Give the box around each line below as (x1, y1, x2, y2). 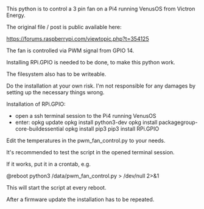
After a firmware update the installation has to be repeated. (6, 196, 155, 203)
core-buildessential (15, 125, 64, 132)
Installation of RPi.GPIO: (6, 100, 66, 108)
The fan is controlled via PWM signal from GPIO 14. (6, 47, 135, 54)
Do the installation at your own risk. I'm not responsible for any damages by (6, 82, 196, 89)
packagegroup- (158, 118, 198, 126)
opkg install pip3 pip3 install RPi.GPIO (65, 125, 160, 132)
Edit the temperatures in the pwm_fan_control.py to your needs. (6, 137, 166, 144)
